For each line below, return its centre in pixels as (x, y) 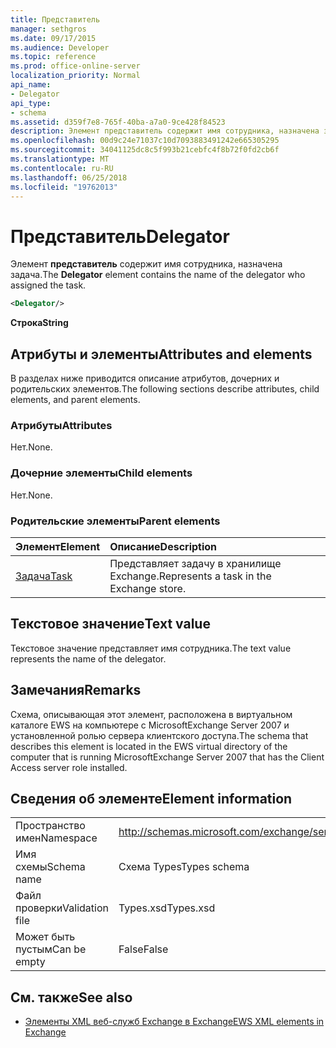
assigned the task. (48, 285)
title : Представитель (55, 19)
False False (143, 949)
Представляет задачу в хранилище (195, 563)
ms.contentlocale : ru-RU (62, 168)
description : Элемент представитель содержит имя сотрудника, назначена (165, 131)
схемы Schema (50, 867)
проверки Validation (62, 908)
